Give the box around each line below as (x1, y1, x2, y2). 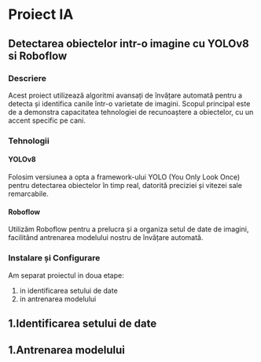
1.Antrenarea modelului (8, 344, 126, 357)
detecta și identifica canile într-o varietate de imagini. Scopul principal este (8, 98, 251, 108)
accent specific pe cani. (8, 116, 86, 125)
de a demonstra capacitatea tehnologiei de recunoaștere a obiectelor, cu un (8, 107, 254, 116)
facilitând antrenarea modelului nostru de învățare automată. (8, 233, 204, 242)
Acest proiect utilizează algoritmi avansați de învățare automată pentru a (8, 90, 242, 100)
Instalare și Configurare (8, 253, 101, 264)
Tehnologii (8, 135, 50, 146)
